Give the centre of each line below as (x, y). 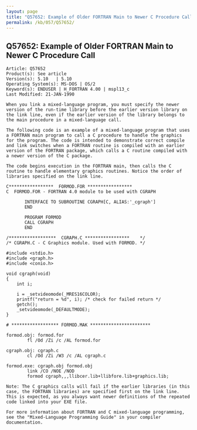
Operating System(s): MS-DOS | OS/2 (51, 84)
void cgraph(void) (28, 274)
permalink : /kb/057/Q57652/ (40, 22)
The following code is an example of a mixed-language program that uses (98, 130)
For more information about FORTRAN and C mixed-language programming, (95, 412)
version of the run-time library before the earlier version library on (97, 110)
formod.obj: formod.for (35, 335)
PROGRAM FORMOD (43, 217)
